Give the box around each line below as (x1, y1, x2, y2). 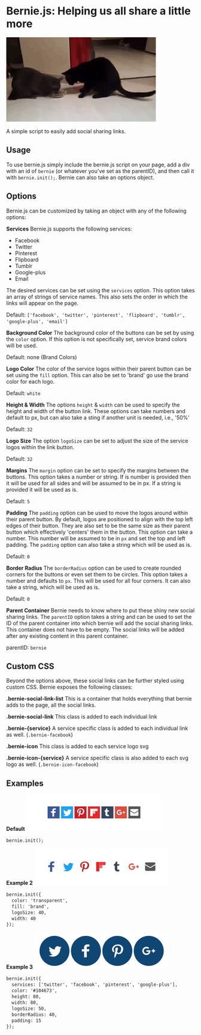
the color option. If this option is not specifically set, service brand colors (6, 335, 187, 343)
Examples (6, 778, 44, 788)
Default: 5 (6, 497, 30, 505)
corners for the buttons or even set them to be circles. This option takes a (6, 570, 188, 578)
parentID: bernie (6, 644, 47, 651)
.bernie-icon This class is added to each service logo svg (6, 743, 149, 750)
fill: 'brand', (11, 904, 50, 910)
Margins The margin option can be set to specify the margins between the (6, 466, 189, 474)
